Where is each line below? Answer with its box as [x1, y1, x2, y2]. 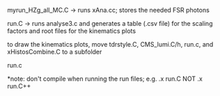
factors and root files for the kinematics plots [7, 27, 136, 35]
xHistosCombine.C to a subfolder [7, 48, 102, 56]
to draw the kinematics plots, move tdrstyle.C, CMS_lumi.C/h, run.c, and [7, 40, 214, 48]
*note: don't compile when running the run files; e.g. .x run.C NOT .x [7, 74, 203, 83]
